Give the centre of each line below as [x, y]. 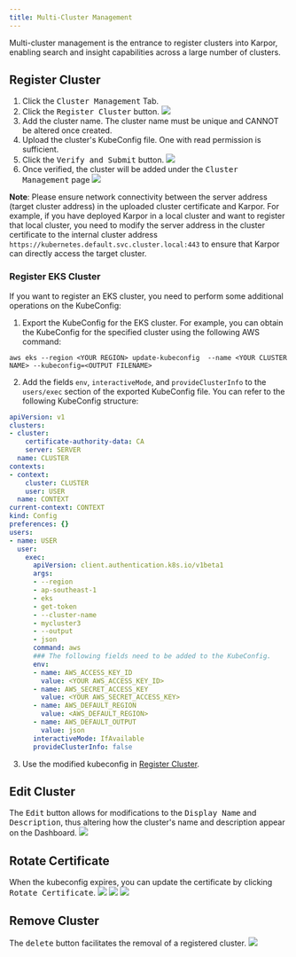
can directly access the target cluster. [78, 254]
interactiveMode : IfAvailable [88, 738]
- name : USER [33, 541]
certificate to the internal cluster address [83, 235]
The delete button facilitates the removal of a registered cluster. [128, 943]
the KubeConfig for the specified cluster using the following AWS [140, 332]
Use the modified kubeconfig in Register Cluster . [111, 764]
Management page [56, 180]
